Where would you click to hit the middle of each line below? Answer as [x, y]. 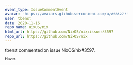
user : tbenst [18, 18]
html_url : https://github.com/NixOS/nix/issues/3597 [59, 32]
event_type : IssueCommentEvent [37, 9]
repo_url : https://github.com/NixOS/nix [46, 37]
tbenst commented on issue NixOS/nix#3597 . [50, 50]
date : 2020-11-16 [22, 23]
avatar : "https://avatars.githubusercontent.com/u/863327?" [67, 14]
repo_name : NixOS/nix [27, 27]
